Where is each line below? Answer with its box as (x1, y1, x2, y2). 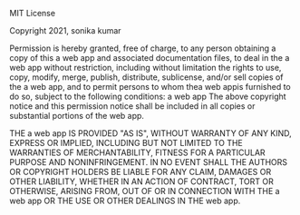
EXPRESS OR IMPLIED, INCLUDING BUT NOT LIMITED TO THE (9, 138, 243, 148)
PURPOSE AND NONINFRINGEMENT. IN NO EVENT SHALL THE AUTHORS (9, 157, 288, 167)
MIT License (9, 8, 56, 18)
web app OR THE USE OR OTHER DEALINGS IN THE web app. (9, 195, 241, 206)
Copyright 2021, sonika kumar (9, 25, 121, 35)
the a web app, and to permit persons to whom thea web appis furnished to (9, 82, 292, 92)
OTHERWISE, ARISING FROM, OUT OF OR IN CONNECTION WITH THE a (9, 186, 280, 196)
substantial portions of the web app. (9, 111, 145, 121)
